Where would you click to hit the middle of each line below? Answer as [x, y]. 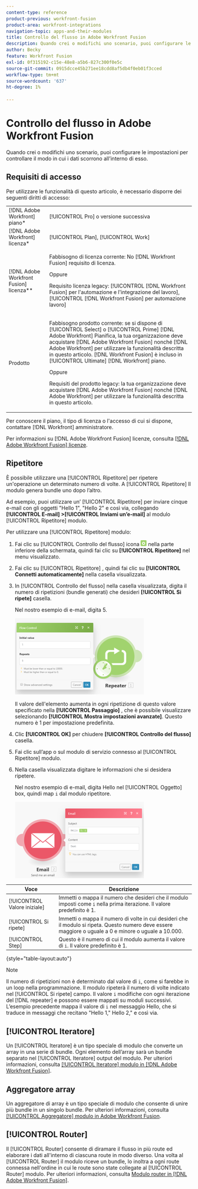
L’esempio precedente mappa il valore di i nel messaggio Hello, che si [91, 1007]
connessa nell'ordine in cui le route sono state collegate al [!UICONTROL [94, 1167]
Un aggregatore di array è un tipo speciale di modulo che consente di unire [97, 1103]
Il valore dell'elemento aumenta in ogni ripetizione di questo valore [95, 704]
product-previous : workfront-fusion [51, 19]
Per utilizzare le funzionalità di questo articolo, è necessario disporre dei [94, 191]
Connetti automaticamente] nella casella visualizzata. [81, 574]
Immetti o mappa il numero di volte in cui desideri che [123, 919]
